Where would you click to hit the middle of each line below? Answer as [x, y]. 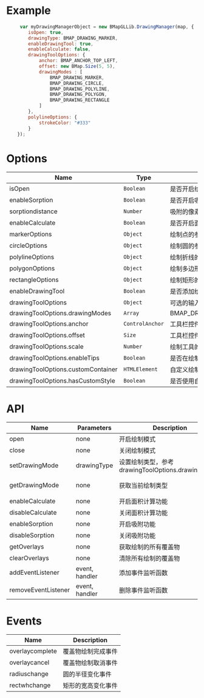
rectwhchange [30, 685]
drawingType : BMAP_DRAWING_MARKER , [73, 38]
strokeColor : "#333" [65, 123]
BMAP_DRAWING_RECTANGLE [80, 100]
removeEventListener [40, 590]
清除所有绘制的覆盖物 [149, 558]
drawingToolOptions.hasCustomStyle [62, 381]
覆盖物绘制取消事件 [90, 663]
